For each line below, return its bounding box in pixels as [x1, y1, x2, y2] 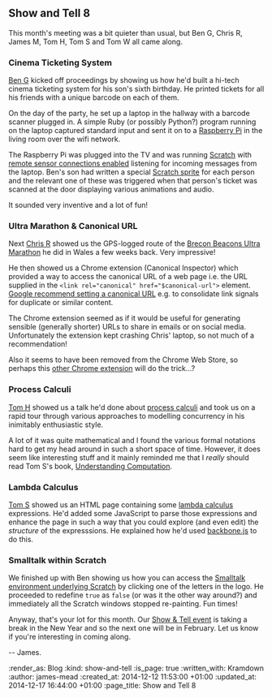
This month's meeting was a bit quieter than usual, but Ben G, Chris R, [8, 28, 243, 37]
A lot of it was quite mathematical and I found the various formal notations [8, 435, 256, 445]
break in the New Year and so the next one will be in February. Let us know [8, 623, 259, 633]
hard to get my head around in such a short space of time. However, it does [8, 444, 261, 454]
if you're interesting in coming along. [8, 632, 132, 642]
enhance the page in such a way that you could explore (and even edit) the [8, 517, 259, 527]
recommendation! [8, 339, 67, 349]
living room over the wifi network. [8, 134, 121, 144]
